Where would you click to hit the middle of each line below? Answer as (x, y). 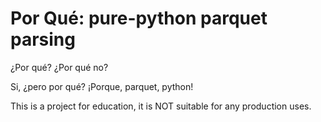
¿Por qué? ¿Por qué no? (59, 67)
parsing (43, 39)
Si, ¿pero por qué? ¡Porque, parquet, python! (102, 86)
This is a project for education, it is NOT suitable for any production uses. (161, 106)
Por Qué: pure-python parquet (139, 18)
